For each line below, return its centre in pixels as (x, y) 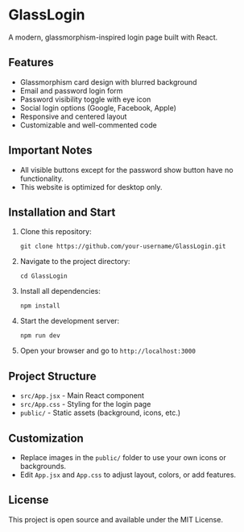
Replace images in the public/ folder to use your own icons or (123, 457)
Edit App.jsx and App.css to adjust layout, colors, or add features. (128, 475)
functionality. (41, 178)
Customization (46, 438)
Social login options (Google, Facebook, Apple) (98, 107)
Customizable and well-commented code (88, 125)
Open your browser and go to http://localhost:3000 (108, 351)
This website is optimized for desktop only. (91, 186)
